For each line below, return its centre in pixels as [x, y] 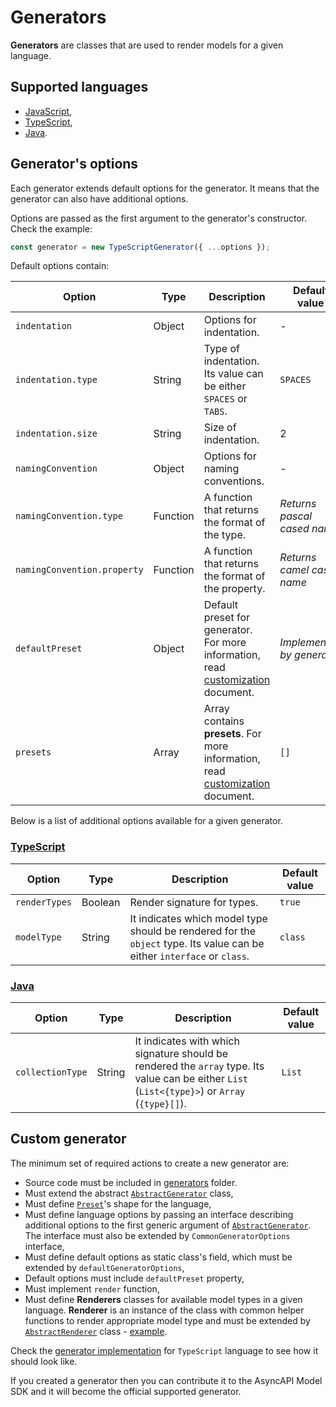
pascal [296, 516]
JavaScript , [48, 111]
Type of [221, 349]
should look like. [44, 1361]
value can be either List [191, 1079]
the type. [225, 535]
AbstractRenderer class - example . [96, 1331]
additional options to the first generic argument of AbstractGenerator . [168, 1225]
